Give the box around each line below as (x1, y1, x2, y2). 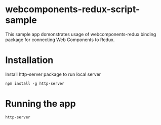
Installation (5, 54, 54, 66)
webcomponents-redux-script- (5, 4, 140, 15)
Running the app (5, 98, 76, 110)
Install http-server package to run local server (5, 71, 101, 77)
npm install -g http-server (5, 81, 65, 86)
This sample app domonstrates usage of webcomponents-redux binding (5, 31, 156, 37)
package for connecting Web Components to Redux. (5, 37, 115, 43)
